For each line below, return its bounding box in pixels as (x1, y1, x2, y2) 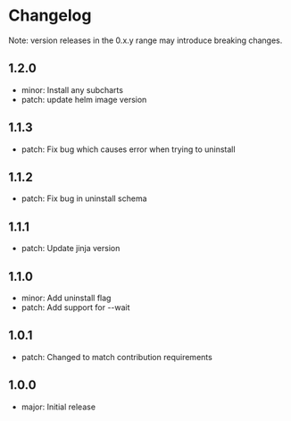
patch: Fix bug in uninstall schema (21, 193, 148, 204)
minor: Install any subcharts (21, 84, 124, 95)
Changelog (8, 5, 92, 26)
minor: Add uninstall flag (21, 292, 112, 303)
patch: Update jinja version (21, 243, 121, 254)
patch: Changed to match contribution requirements (21, 351, 213, 362)
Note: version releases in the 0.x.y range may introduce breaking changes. (8, 35, 283, 46)
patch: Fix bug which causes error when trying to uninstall (21, 144, 236, 155)
